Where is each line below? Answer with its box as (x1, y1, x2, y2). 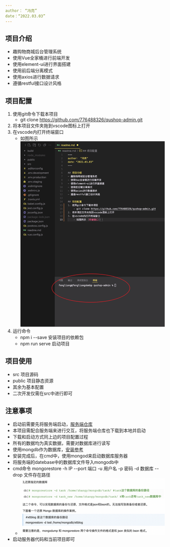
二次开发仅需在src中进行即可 (12, 390, 73, 396)
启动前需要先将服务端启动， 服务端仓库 (12, 421, 93, 427)
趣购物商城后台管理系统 (12, 49, 62, 55)
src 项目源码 (12, 371, 39, 377)
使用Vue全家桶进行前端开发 (12, 55, 70, 61)
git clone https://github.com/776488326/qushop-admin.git (20, 117, 143, 123)
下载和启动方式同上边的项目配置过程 (12, 433, 89, 440)
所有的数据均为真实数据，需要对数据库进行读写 (12, 440, 110, 446)
